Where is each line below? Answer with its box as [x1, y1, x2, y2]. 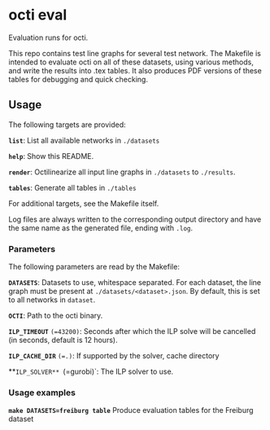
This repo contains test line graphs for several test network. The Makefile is [8, 48, 262, 58]
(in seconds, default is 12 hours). [8, 336, 118, 345]
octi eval [8, 6, 67, 24]
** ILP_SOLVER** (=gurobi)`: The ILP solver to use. [8, 366, 174, 376]
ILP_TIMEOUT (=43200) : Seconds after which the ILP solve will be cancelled [8, 327, 256, 336]
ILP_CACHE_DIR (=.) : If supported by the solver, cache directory [8, 351, 220, 361]
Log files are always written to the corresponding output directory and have [8, 214, 262, 224]
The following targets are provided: [8, 120, 126, 129]
